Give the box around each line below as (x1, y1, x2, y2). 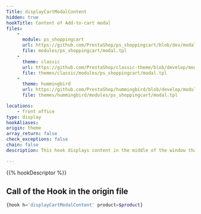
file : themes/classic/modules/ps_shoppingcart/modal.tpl (22, 70, 167, 76)
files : (6, 25, 23, 32)
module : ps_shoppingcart (22, 36, 84, 42)
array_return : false (6, 131, 58, 137)
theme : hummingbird (22, 81, 71, 87)
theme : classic (22, 59, 60, 65)
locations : (6, 103, 33, 109)
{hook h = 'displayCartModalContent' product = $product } (6, 202, 144, 208)
